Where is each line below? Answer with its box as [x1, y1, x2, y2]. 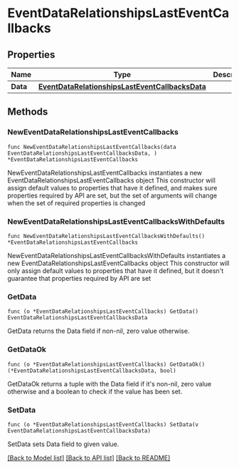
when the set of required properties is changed [7, 198, 146, 207]
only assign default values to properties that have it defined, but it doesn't [7, 266, 224, 275]
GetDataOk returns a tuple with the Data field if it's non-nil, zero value [7, 379, 212, 388]
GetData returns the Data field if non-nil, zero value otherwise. [7, 326, 190, 336]
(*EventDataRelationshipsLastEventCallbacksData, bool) [7, 367, 176, 374]
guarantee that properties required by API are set [7, 274, 152, 282]
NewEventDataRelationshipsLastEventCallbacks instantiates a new [7, 168, 203, 177]
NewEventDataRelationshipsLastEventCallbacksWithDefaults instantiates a [7, 251, 226, 259]
